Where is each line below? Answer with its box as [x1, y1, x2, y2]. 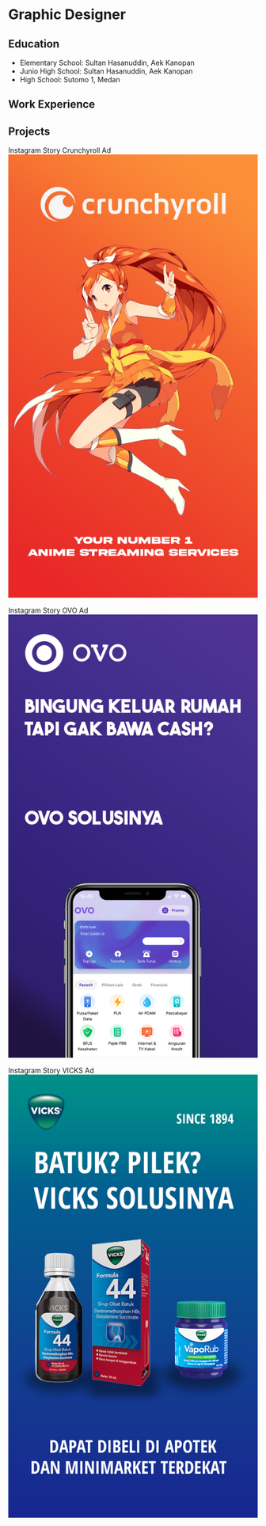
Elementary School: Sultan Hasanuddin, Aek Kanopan [19, 58, 196, 67]
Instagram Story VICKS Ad [8, 1066, 95, 1076]
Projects [8, 124, 51, 138]
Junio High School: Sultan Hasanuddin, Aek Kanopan [19, 66, 193, 76]
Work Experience [8, 97, 96, 112]
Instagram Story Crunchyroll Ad [8, 146, 112, 155]
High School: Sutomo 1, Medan [19, 75, 120, 84]
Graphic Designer [8, 6, 127, 24]
